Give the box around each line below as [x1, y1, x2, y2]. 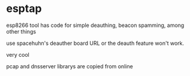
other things [6, 28, 37, 35]
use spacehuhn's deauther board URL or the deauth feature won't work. [6, 39, 185, 47]
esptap [6, 2, 42, 16]
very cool [6, 51, 30, 58]
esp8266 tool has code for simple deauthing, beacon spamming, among [6, 22, 185, 29]
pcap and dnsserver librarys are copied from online [6, 62, 133, 70]
